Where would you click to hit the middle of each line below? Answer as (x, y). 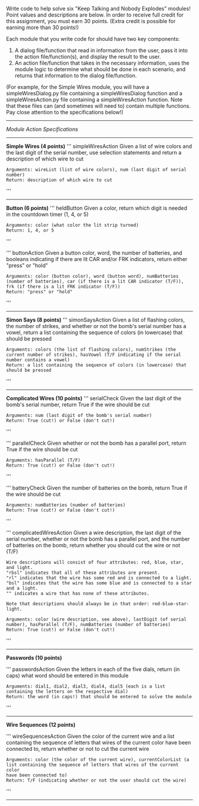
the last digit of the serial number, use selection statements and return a (94, 152)
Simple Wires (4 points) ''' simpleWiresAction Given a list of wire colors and (99, 146)
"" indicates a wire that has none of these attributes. (78, 593)
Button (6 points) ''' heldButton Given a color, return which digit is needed (97, 208)
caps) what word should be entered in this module (68, 675)
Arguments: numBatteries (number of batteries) (66, 505)
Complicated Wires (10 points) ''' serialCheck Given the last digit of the (94, 398)
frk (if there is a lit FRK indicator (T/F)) (63, 287)
